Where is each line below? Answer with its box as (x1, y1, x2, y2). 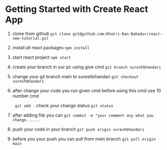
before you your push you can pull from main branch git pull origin (12, 136, 156, 142)
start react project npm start (12, 54, 71, 60)
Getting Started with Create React (5, 3, 148, 15)
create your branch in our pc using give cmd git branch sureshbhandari (12, 64, 161, 70)
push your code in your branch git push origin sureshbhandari (12, 126, 144, 132)
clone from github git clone (12, 30, 71, 36)
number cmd (12, 93, 39, 99)
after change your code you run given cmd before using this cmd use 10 (12, 87, 161, 93)
